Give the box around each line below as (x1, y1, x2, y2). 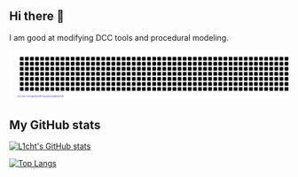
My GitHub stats (9, 117, 101, 133)
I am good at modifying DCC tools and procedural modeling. (9, 32, 229, 42)
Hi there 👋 (9, 9, 65, 24)
